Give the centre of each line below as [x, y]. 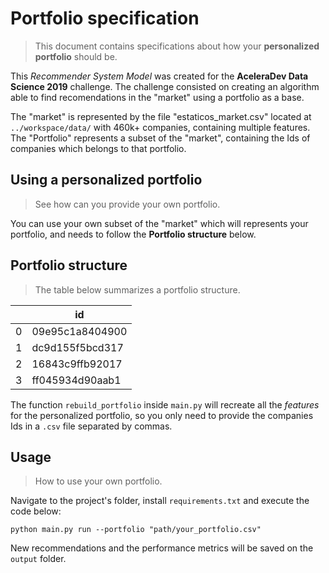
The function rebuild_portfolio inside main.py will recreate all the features [165, 404]
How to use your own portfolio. [98, 481]
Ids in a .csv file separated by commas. [91, 426]
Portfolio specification [105, 18]
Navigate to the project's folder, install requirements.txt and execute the [160, 501]
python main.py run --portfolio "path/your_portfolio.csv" [136, 530]
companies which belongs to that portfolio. [98, 148]
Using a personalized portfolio [106, 180]
